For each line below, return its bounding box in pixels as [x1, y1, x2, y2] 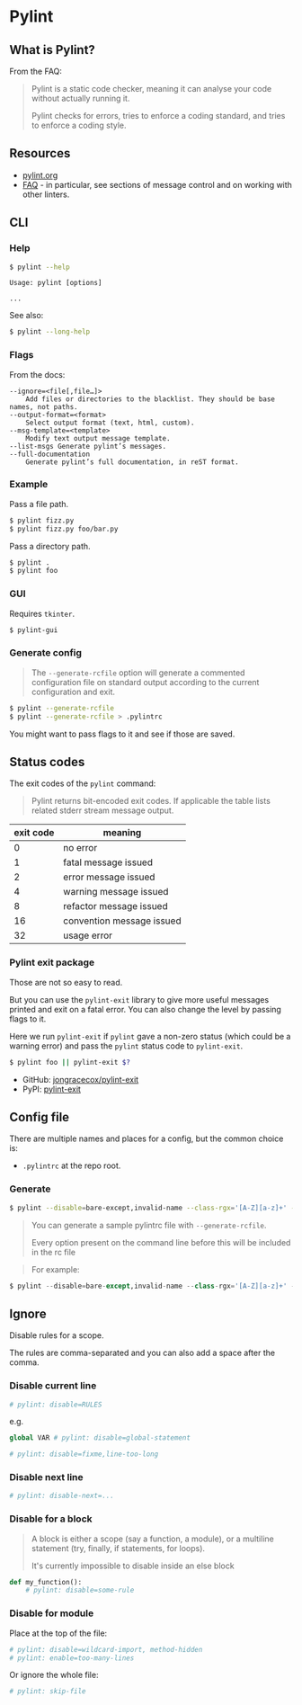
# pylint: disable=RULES [9, 1400, 102, 1409]
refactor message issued [62, 900, 168, 913]
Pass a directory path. [9, 540, 92, 551]
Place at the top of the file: [9, 1628, 108, 1638]
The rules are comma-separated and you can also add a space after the [9, 1347, 276, 1359]
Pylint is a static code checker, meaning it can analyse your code [31, 84, 272, 94]
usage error [62, 929, 113, 942]
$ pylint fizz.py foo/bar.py [9, 524, 119, 533]
